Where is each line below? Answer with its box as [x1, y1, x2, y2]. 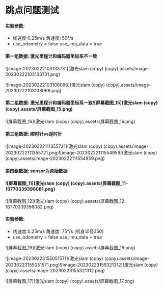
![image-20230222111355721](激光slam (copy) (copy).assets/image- [5, 143, 149, 149]
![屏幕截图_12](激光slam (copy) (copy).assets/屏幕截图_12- [5, 198, 126, 204]
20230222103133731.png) [5, 71, 60, 77]
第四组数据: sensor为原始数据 [5, 168, 68, 174]
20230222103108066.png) [5, 87, 62, 93]
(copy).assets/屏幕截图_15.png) [5, 106, 73, 112]
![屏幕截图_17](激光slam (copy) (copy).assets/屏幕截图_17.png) [5, 278, 134, 284]
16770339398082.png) [5, 203, 54, 209]
